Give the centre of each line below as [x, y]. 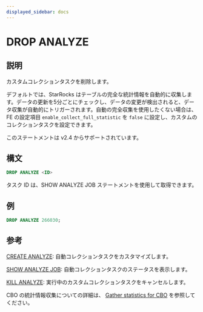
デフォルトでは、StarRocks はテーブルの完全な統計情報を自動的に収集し [97, 94]
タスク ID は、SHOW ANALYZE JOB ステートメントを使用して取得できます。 [102, 185]
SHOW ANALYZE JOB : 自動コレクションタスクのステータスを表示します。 [98, 269]
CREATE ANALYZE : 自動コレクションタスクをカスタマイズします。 [89, 256]
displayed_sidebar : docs [38, 12]
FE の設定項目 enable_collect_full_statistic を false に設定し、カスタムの [102, 117]
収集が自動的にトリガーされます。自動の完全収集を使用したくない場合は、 [104, 109]
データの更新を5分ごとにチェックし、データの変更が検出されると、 [100, 102]
